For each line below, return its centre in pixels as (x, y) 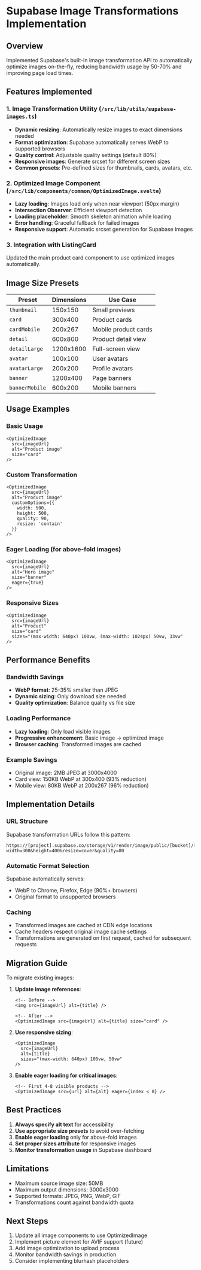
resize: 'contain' (40, 524)
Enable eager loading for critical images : (66, 1076)
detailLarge (26, 349)
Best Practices (34, 1110)
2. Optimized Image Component (53, 183)
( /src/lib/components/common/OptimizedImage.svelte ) (84, 191)
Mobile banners (114, 388)
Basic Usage (25, 426)
